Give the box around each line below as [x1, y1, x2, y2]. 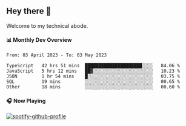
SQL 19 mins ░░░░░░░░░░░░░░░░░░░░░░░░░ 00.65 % [6, 79, 181, 85]
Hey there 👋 [6, 6, 51, 16]
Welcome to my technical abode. [6, 22, 88, 29]
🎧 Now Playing [6, 97, 46, 104]
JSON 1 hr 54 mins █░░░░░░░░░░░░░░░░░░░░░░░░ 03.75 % [6, 73, 181, 79]
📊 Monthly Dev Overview [6, 36, 72, 44]
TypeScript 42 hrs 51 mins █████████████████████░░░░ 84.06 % [6, 63, 181, 69]
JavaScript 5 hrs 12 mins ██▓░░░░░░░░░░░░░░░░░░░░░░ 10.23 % [6, 68, 181, 75]
